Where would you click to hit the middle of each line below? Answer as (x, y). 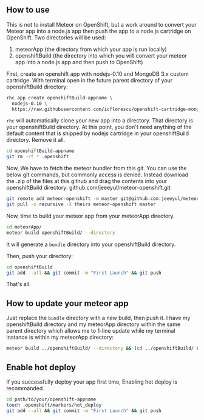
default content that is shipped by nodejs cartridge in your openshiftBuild (98, 133)
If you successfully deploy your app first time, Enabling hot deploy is (92, 382)
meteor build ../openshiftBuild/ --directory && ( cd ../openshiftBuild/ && (104, 348)
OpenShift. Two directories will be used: (56, 37)
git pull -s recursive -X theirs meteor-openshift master (81, 205)
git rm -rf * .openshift (38, 157)
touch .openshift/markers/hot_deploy (54, 405)
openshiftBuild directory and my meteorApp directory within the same (93, 324)
